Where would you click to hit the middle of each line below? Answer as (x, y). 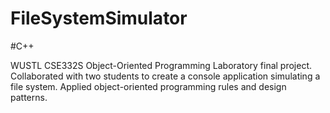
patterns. (29, 97)
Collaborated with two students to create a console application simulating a (165, 76)
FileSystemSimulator (99, 18)
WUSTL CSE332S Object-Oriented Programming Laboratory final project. (161, 65)
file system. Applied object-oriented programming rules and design (148, 86)
